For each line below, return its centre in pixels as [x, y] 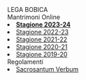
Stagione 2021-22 [42, 39]
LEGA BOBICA [28, 9]
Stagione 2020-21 [42, 47]
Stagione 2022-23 [42, 32]
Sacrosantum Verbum [48, 69]
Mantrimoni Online [34, 17]
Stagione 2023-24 [44, 25]
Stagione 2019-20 [42, 54]
